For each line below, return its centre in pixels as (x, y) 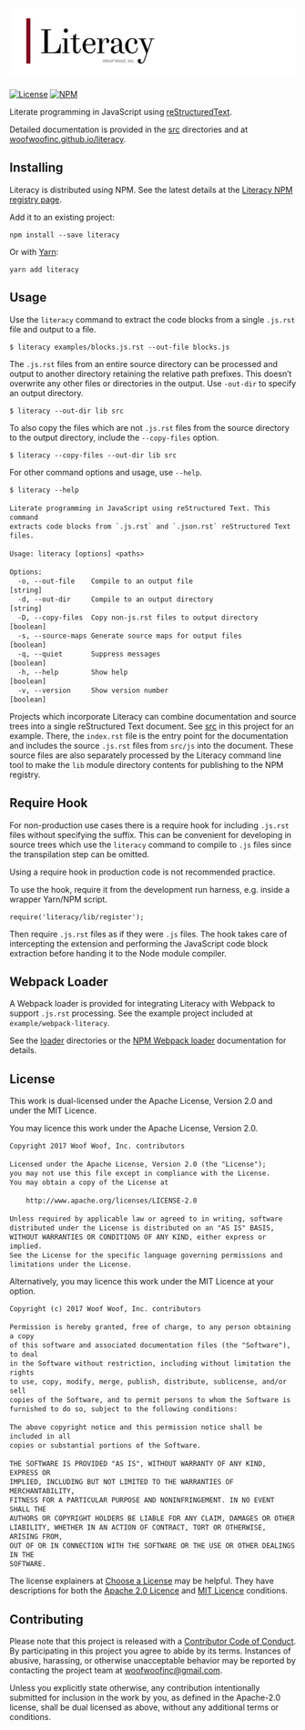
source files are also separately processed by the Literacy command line (146, 755)
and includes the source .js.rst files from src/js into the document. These (152, 745)
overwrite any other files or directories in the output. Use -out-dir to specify (153, 383)
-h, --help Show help (73, 672)
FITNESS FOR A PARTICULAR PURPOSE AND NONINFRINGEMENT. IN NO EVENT (142, 1500)
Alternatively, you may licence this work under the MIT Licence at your (142, 1282)
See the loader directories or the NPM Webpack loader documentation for (148, 1040)
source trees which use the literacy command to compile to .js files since (151, 845)
